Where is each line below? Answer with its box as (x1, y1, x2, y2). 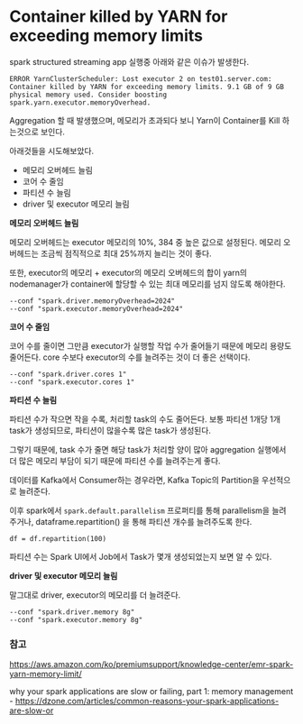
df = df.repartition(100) (9, 534, 106, 543)
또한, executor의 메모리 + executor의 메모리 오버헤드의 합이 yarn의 (9, 267, 248, 278)
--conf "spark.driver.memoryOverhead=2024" (9, 296, 176, 306)
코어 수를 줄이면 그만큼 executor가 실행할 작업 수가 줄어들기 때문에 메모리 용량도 (9, 340, 292, 351)
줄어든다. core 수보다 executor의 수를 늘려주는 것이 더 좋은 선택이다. (9, 352, 251, 362)
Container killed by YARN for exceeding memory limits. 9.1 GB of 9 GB (9, 82, 284, 91)
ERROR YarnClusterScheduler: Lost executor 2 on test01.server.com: (9, 74, 272, 83)
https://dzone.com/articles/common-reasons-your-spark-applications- (14, 696, 280, 707)
